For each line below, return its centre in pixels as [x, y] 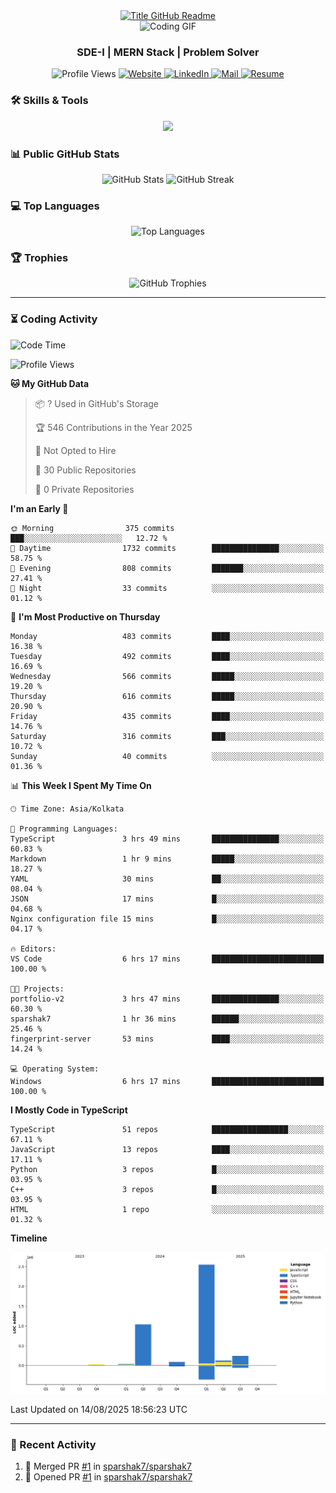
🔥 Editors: [33, 949]
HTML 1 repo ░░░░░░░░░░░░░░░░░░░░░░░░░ [167, 1209]
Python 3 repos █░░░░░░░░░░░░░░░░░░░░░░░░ [167, 1169]
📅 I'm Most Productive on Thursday [85, 616]
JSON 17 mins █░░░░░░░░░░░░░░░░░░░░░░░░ [167, 899]
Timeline [29, 1238]
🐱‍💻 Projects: [37, 989]
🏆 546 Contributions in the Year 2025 [113, 427]
